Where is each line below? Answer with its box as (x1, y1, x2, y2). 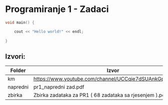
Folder (10, 67, 26, 74)
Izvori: (5, 52, 26, 60)
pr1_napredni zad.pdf (33, 83, 84, 90)
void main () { (5, 20, 35, 25)
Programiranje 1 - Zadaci (5, 3, 109, 15)
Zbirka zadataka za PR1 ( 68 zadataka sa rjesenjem (33, 91, 154, 98)
